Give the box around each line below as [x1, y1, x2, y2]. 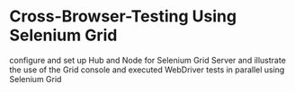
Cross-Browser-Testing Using [9, 6, 237, 27]
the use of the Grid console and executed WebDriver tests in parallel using [9, 64, 285, 75]
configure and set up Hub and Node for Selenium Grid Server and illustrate [9, 54, 286, 65]
